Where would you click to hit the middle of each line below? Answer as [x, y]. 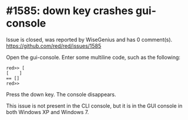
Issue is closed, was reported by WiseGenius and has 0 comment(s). [89, 39]
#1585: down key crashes [70, 11]
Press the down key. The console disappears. [61, 94]
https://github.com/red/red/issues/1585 [54, 46]
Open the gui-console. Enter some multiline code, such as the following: [93, 57]
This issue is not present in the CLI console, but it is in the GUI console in [94, 106]
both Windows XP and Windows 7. [48, 112]
